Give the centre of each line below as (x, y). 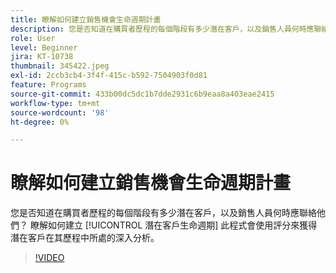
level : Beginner (44, 47)
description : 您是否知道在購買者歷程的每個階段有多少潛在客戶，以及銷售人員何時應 (162, 29)
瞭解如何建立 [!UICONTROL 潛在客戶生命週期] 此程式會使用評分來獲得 (173, 225)
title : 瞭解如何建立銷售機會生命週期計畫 (86, 19)
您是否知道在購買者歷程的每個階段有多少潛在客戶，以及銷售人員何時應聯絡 (163, 213)
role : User (33, 38)
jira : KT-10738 (42, 57)
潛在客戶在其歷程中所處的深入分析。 (85, 238)
